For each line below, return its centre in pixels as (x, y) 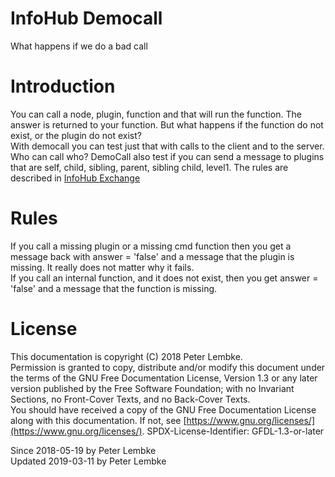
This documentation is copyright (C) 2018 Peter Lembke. (126, 356)
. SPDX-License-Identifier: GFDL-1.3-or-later (233, 431)
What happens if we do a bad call (79, 46)
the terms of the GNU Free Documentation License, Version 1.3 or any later (164, 378)
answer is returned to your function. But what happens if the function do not (167, 124)
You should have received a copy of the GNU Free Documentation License (163, 409)
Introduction (63, 86)
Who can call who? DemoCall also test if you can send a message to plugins (167, 156)
